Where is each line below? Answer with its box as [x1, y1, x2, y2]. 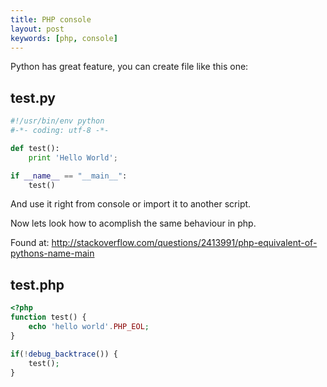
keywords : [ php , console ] [10, 33, 118, 43]
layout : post [10, 24, 65, 34]
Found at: [10, 237, 50, 249]
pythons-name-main [10, 247, 95, 260]
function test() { [10, 312, 87, 323]
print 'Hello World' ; [28, 152, 118, 163]
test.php [10, 276, 65, 293]
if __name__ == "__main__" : [10, 171, 128, 181]
